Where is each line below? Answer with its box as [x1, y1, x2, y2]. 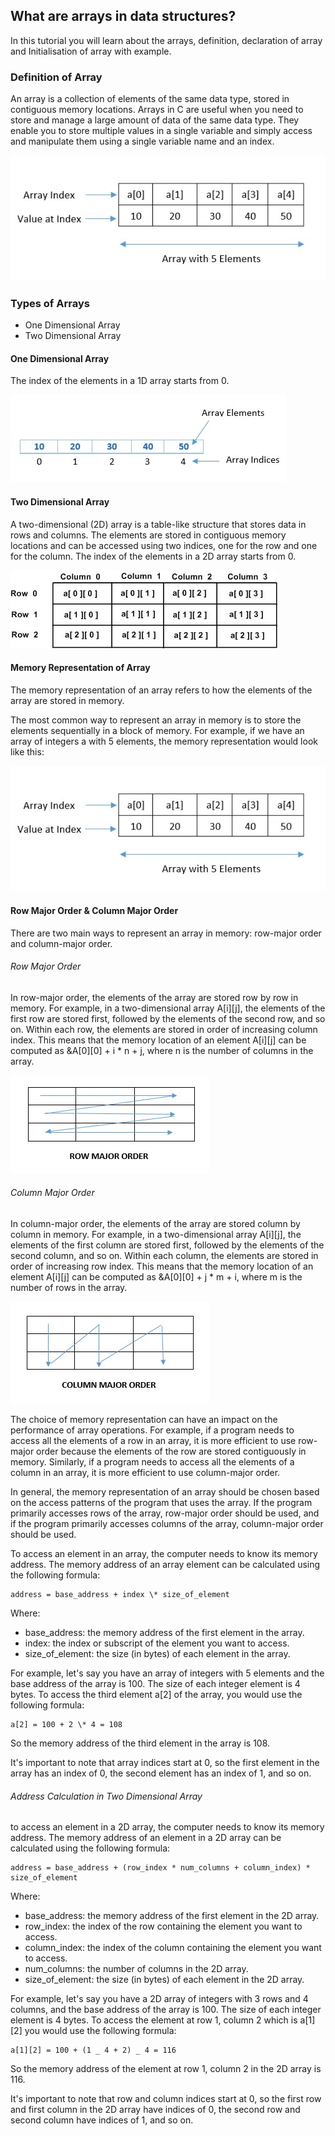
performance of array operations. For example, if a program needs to [10, 1424, 295, 1436]
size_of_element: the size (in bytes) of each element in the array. [24, 1648, 291, 1659]
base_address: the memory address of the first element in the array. [24, 1627, 305, 1638]
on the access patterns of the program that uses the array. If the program [10, 1497, 313, 1508]
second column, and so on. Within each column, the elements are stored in [10, 1250, 319, 1261]
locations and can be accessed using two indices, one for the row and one [10, 539, 318, 551]
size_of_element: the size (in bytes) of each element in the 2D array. [24, 1974, 305, 1986]
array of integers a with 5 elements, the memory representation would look [10, 735, 318, 747]
